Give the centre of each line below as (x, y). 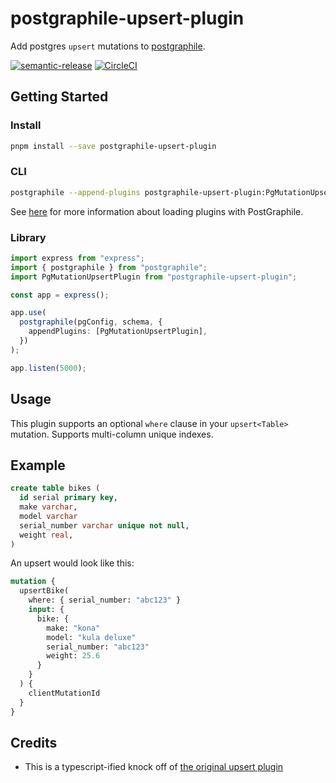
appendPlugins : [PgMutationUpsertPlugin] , (118, 332)
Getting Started (59, 97)
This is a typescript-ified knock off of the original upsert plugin (154, 767)
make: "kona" (73, 628)
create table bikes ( (55, 488)
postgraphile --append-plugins (75, 192)
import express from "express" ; (77, 258)
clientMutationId (64, 693)
